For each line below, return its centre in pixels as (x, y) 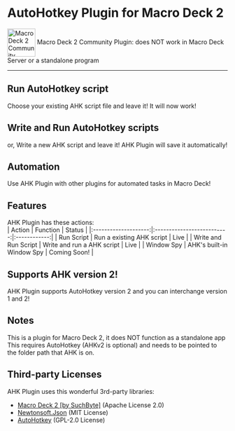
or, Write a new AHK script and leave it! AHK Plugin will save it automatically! (117, 144)
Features (27, 206)
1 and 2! (19, 299)
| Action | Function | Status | (48, 230)
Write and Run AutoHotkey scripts (83, 128)
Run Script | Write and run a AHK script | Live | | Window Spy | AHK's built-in (117, 245)
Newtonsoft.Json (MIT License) (63, 412)
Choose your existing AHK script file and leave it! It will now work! (102, 106)
